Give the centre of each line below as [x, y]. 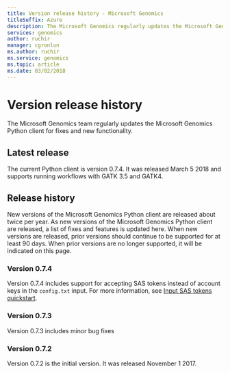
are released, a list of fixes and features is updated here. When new [103, 229]
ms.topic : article [33, 64]
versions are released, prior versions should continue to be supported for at [114, 237]
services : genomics [35, 33]
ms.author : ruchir [33, 52]
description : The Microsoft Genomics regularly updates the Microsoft [110, 26]
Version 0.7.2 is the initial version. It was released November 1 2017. [102, 363]
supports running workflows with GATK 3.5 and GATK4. [85, 176]
